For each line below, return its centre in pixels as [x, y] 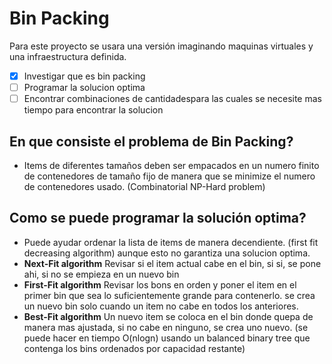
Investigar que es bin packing [84, 76]
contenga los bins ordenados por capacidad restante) [134, 348]
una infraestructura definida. [68, 56]
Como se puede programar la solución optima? [158, 218]
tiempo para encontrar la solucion [93, 110]
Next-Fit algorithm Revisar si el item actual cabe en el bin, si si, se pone [172, 263]
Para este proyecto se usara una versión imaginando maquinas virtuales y [161, 46]
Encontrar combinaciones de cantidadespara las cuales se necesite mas [172, 99]
